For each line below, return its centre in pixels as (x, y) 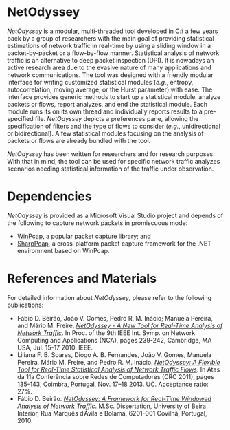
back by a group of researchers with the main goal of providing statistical (111, 38)
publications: (25, 305)
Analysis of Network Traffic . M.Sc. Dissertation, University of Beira (112, 406)
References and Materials (82, 279)
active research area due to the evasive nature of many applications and (109, 67)
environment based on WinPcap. (63, 250)
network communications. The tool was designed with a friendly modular (111, 75)
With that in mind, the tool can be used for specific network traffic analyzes (114, 161)
